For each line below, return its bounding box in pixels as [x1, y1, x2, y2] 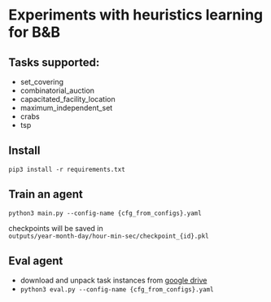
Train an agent [8, 187, 83, 201]
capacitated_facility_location [20, 94, 116, 103]
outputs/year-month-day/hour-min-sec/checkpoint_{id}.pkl [8, 232, 209, 240]
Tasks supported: [8, 55, 100, 69]
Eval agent [8, 254, 63, 268]
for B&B [8, 23, 61, 42]
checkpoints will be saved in [8, 223, 103, 233]
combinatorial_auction [20, 85, 95, 95]
